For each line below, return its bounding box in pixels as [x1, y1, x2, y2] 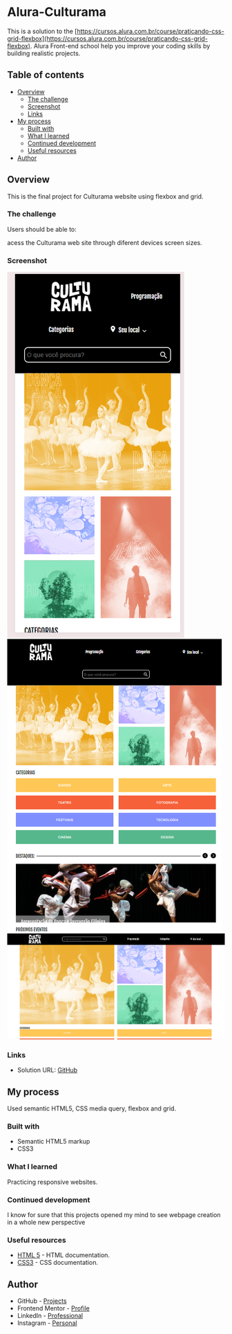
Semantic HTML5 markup [17, 1137, 90, 1146]
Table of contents [7, 69, 84, 81]
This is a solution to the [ [7, 27, 77, 35]
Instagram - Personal [17, 1319, 77, 1327]
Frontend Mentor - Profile [17, 1304, 90, 1313]
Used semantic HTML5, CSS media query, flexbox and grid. [7, 1104, 177, 1113]
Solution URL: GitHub [17, 1066, 78, 1075]
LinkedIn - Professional [17, 1312, 84, 1320]
